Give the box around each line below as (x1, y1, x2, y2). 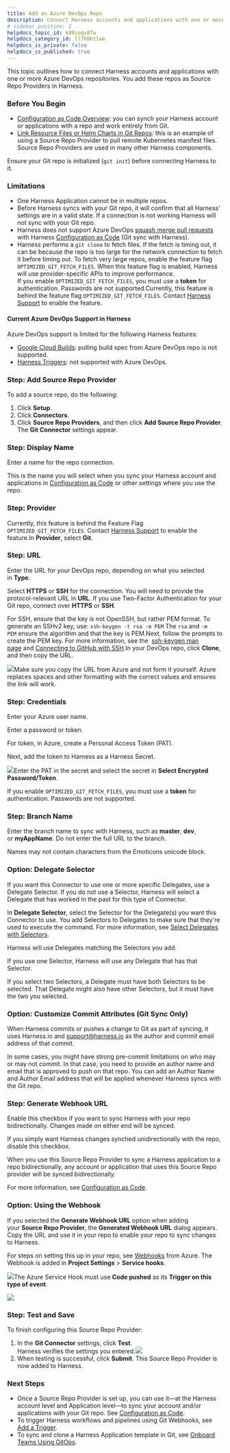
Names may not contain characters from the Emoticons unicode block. (7, 848, 207, 856)
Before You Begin (7, 99, 66, 108)
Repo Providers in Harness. (7, 82, 84, 90)
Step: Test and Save (7, 1310, 75, 1319)
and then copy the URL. (7, 651, 74, 659)
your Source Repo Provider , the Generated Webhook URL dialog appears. (7, 1223, 218, 1231)
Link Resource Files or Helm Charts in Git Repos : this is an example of (16, 129, 214, 137)
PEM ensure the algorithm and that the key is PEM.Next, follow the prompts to (7, 629, 223, 637)
